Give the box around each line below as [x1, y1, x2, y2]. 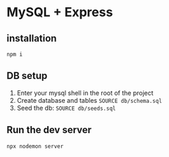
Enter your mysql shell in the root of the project [16, 89, 154, 97]
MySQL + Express [6, 4, 113, 20]
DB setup [6, 70, 48, 82]
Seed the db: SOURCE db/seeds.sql [16, 103, 116, 112]
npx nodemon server [6, 142, 64, 150]
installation [6, 32, 57, 44]
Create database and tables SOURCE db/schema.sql [16, 96, 163, 104]
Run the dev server [6, 124, 92, 136]
